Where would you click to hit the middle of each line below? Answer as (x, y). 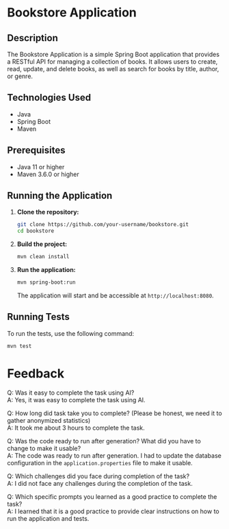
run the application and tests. (48, 518)
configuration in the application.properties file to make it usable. (100, 463)
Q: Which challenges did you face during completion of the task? (98, 476)
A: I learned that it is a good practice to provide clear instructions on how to (113, 511)
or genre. (20, 76)
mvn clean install (43, 257)
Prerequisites (36, 150)
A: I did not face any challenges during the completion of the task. (100, 483)
